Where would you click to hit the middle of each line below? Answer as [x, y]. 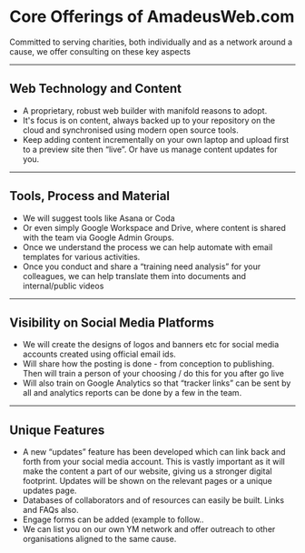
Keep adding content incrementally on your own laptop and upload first [156, 139]
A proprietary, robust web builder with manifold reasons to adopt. [145, 110]
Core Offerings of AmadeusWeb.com [152, 17]
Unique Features [57, 430]
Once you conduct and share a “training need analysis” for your [142, 266]
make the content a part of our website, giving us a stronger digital [147, 471]
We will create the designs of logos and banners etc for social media [151, 345]
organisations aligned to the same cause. [99, 539]
